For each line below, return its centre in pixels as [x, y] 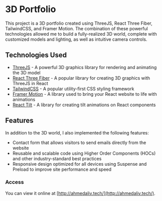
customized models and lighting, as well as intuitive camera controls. [76, 39]
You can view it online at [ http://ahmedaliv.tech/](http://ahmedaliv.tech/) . [80, 193]
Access [15, 182]
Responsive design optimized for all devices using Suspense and [79, 164]
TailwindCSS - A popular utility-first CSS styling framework [73, 89]
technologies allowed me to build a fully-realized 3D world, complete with [81, 34]
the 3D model [27, 73]
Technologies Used [36, 55]
